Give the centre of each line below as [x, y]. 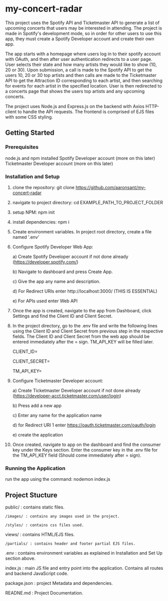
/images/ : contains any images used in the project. [63, 517]
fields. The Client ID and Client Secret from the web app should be [81, 336]
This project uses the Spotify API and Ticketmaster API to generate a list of [82, 23]
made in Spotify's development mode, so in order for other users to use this [83, 33]
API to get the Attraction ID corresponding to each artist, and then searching [84, 80]
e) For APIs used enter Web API [45, 301]
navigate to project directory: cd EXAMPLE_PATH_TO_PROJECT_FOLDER [88, 202]
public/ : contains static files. [35, 507]
